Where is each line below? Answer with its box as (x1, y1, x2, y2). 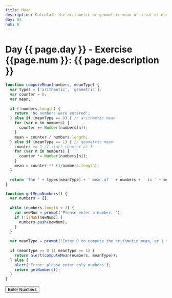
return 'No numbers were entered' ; (14, 111, 91, 116)
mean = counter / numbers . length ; (14, 134, 88, 140)
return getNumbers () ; (14, 267, 60, 272)
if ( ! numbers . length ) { (10, 106, 60, 111)
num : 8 (5, 21, 19, 27)
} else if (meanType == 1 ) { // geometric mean (10, 139, 114, 145)
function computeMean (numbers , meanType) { (5, 82, 100, 87)
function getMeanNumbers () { (5, 191, 68, 196)
